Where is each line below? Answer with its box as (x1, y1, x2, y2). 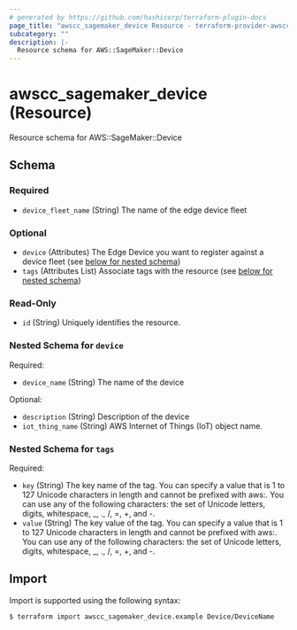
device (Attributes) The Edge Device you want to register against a (21, 247, 264, 258)
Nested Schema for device (9, 339, 124, 352)
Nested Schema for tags (9, 442, 115, 455)
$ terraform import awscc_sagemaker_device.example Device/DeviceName (9, 612, 275, 621)
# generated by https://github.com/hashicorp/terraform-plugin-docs (9, 12, 267, 22)
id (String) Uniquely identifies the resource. (21, 317, 181, 328)
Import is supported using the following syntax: (9, 595, 181, 605)
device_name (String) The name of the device (21, 377, 185, 387)
